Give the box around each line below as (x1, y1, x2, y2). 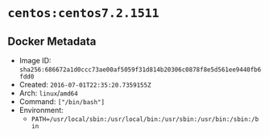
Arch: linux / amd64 (19, 88, 78, 98)
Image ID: (19, 56, 52, 65)
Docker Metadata (7, 34, 97, 48)
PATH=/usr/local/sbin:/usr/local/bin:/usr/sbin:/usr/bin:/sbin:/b (31, 115, 259, 123)
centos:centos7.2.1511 (7, 6, 159, 21)
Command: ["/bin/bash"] (19, 97, 106, 106)
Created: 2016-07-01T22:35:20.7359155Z (19, 80, 151, 89)
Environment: (19, 106, 64, 115)
